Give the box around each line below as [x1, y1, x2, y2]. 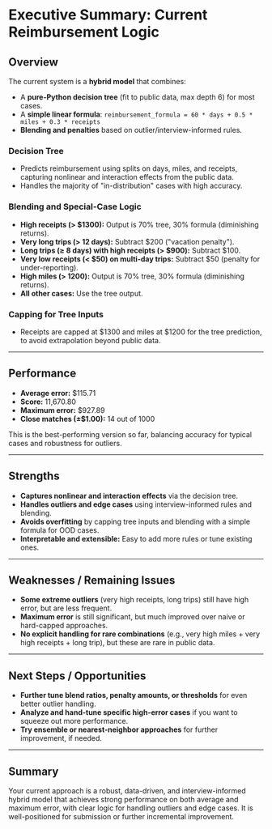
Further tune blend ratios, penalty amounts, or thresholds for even [19, 691, 248, 700]
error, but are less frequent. [19, 603, 113, 613]
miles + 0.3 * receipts [19, 118, 101, 126]
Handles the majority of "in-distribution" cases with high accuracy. [19, 181, 243, 191]
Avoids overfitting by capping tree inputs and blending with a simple [19, 517, 251, 526]
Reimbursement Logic [8, 23, 160, 41]
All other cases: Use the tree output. [19, 288, 143, 298]
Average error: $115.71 [19, 388, 96, 397]
